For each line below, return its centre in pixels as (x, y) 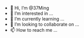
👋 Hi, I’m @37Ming (30, 8)
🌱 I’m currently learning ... (37, 19)
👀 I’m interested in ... (32, 13)
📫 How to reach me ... (34, 30)
